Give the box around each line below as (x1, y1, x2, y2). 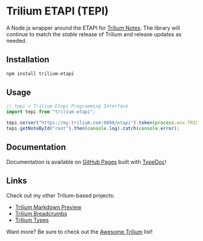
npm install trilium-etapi (6, 71, 74, 77)
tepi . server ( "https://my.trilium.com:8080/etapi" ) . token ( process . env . (6, 120, 188, 126)
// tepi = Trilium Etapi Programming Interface (6, 103, 129, 109)
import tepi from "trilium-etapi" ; (6, 109, 96, 115)
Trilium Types (14, 216, 50, 223)
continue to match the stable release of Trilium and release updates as (6, 30, 182, 37)
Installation (6, 54, 50, 65)
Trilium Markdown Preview (14, 204, 82, 211)
